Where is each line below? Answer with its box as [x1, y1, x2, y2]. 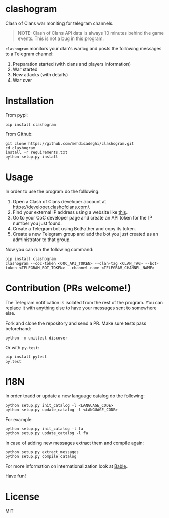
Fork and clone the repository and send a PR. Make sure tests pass [5, 320, 147, 326]
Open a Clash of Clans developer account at [12, 198, 107, 204]
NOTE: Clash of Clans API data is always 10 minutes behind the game [17, 30, 164, 36]
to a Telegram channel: [5, 51, 54, 57]
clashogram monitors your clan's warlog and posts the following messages [5, 45, 162, 51]
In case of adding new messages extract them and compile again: [5, 440, 144, 446]
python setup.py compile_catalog [5, 454, 77, 459]
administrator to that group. [12, 236, 71, 243]
